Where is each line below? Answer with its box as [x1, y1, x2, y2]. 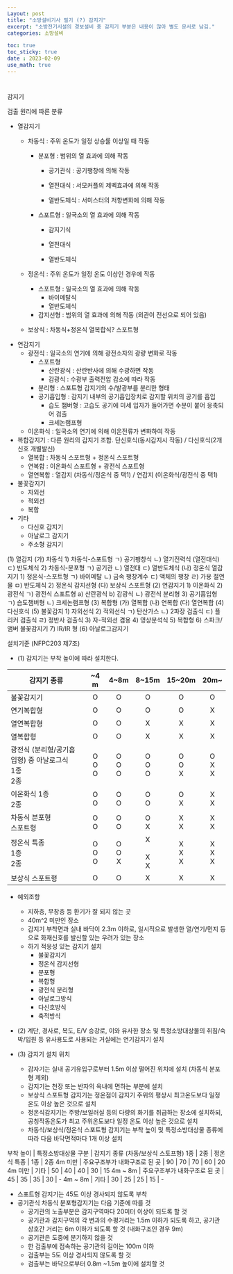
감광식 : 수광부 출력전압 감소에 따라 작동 [48, 375, 156, 383]
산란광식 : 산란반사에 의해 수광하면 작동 [48, 366, 154, 374]
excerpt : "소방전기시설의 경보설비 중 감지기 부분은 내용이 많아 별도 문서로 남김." [7, 23, 215, 30]
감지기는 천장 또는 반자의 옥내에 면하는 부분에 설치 [27, 1082, 163, 1090]
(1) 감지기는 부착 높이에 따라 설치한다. [17, 654, 119, 662]
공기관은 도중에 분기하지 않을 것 [27, 1233, 113, 1241]
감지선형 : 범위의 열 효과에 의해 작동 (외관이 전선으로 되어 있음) [37, 310, 207, 318]
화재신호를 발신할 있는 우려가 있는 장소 [40, 933, 144, 942]
